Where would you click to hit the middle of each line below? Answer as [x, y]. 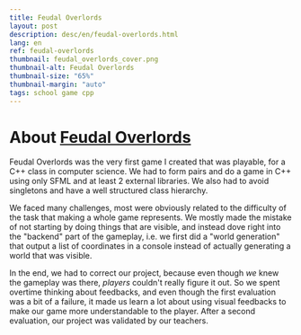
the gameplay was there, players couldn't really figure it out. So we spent [145, 283]
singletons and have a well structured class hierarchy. [109, 190]
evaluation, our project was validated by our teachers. [109, 321]
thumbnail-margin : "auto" [58, 84]
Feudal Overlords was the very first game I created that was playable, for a [147, 162]
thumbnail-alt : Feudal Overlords [72, 68]
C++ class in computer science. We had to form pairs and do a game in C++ [150, 172]
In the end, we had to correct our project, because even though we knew [144, 273]
